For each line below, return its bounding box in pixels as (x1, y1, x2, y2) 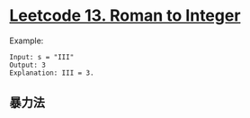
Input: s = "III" (9, 52, 75, 61)
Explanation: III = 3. (9, 68, 94, 77)
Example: (9, 35, 44, 46)
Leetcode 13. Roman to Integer (9, 5, 241, 26)
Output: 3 (9, 60, 47, 69)
